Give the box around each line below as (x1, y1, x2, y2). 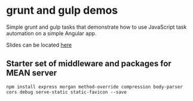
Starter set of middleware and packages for (6, 59, 171, 69)
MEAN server (6, 68, 57, 78)
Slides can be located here (6, 41, 72, 48)
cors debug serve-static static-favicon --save (6, 89, 127, 95)
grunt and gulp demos (6, 4, 118, 17)
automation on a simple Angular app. (6, 29, 97, 36)
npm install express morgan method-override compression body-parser (6, 84, 183, 90)
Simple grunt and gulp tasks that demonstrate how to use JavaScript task (6, 23, 187, 30)
